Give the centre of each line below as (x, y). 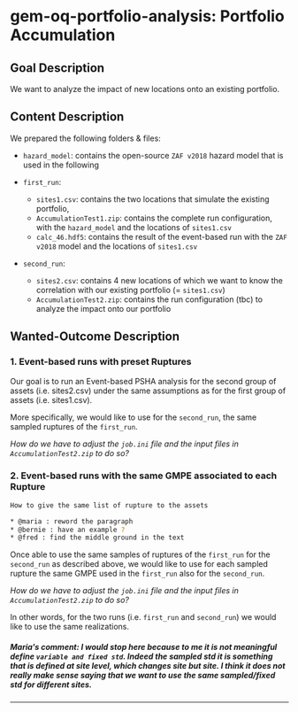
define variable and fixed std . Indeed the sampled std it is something (141, 656)
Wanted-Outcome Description (95, 337)
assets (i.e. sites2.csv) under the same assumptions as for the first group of (148, 391)
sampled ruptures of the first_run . (74, 426)
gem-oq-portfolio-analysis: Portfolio (148, 16)
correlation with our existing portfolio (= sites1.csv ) (131, 290)
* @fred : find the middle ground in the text (97, 538)
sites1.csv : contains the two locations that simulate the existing (153, 199)
